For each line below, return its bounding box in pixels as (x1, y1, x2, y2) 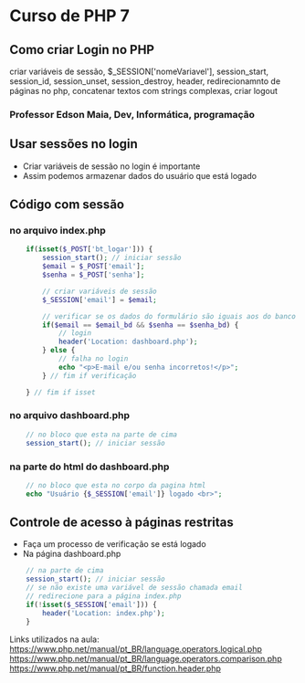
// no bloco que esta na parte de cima (26, 430, 178, 439)
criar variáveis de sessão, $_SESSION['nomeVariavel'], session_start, (9, 66, 269, 77)
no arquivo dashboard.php (9, 409, 131, 422)
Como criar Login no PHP (9, 42, 155, 58)
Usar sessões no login (9, 136, 139, 152)
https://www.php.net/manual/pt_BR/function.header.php (9, 663, 222, 674)
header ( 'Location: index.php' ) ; (42, 608, 166, 617)
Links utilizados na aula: (9, 634, 100, 645)
